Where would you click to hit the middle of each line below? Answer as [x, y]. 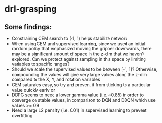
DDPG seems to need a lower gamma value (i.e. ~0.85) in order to [78, 95]
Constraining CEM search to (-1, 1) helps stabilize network [70, 38]
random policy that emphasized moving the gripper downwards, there [81, 49]
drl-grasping [31, 9]
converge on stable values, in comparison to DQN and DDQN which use [84, 100]
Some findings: [28, 27]
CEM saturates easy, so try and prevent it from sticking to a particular [81, 85]
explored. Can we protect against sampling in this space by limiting [79, 59]
